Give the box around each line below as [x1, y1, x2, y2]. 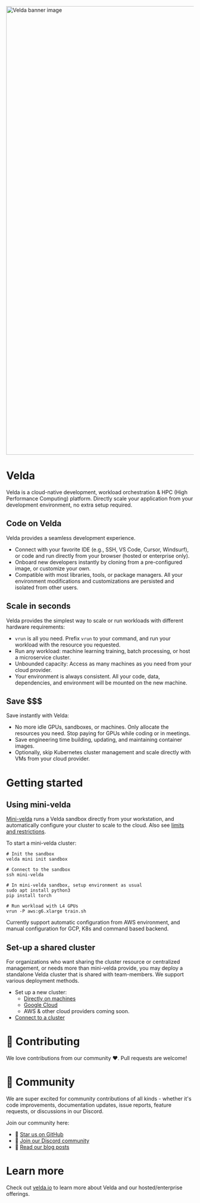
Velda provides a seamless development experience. [6, 534, 136, 541]
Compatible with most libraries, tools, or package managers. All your [14, 571, 183, 578]
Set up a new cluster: [14, 989, 67, 996]
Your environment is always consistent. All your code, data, [14, 673, 160, 680]
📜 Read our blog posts [14, 1143, 70, 1151]
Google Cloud [23, 1001, 58, 1008]
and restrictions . [6, 828, 46, 835]
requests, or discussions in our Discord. [6, 1108, 104, 1115]
